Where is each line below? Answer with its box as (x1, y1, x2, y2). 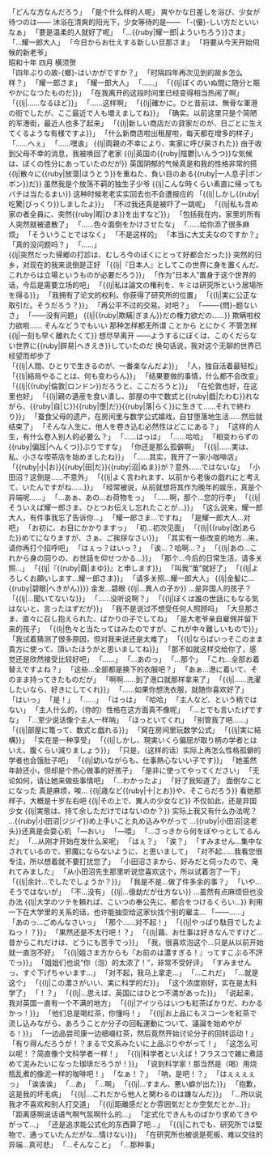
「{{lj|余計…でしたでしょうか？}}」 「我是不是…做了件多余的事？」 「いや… (8, 877, 261, 886)
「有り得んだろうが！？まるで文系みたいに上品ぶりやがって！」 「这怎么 (8, 1039, 251, 1048)
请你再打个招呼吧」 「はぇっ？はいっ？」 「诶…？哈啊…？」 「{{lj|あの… (8, 543, 251, 553)
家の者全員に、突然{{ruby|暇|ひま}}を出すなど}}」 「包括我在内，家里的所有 (8, 210, 261, 218)
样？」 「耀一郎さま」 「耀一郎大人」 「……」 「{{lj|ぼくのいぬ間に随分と (8, 78, 253, 87)
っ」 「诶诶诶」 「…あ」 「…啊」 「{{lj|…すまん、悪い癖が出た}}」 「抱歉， (8, 1079, 261, 1088)
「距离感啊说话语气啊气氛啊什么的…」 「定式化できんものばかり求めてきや (8, 1109, 257, 1119)
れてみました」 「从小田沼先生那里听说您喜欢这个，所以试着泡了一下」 (8, 867, 244, 876)
